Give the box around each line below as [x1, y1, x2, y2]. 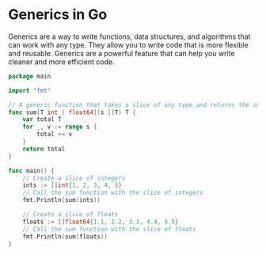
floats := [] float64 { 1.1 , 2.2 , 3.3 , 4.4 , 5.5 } [22, 218, 179, 226]
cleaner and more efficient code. [8, 57, 115, 67]
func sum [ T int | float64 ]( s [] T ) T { [8, 108, 136, 116]
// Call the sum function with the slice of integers [22, 188, 203, 197]
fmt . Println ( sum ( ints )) [22, 196, 101, 204]
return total [22, 145, 66, 153]
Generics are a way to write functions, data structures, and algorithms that [8, 32, 251, 41]
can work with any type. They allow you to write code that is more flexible [8, 40, 249, 49]
